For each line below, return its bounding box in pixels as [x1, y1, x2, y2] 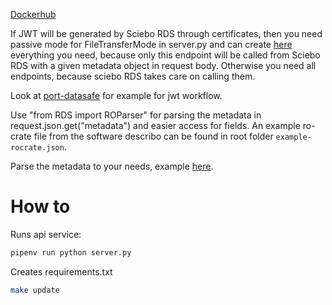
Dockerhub [10, 9, 57, 20]
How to [10, 195, 71, 218]
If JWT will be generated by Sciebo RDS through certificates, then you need [10, 28, 323, 39]
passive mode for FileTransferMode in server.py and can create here [10, 39, 293, 50]
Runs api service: [10, 228, 82, 240]
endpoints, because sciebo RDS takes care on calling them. [10, 70, 256, 82]
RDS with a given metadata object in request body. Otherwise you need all [10, 60, 317, 71]
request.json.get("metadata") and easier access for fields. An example [10, 120, 301, 131]
